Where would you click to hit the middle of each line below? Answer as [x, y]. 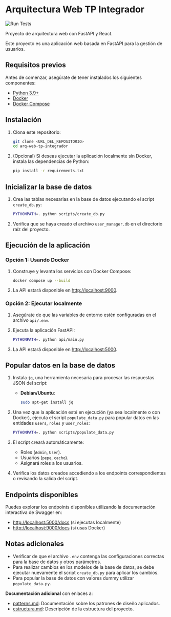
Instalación [24, 120]
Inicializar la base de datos [49, 187]
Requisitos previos [36, 65]
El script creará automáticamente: [48, 442]
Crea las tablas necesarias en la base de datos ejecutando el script [83, 199]
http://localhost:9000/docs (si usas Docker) [59, 528]
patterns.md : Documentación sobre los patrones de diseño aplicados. [86, 603]
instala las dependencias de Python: [51, 161]
